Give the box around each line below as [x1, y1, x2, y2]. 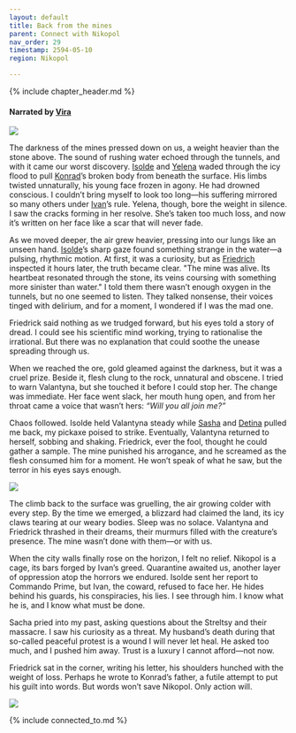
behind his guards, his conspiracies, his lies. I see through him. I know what [9, 591, 285, 601]
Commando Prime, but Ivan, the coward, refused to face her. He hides [9, 581, 264, 592]
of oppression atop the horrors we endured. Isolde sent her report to [9, 572, 259, 583]
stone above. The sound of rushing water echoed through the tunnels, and [9, 152, 281, 163]
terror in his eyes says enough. [9, 465, 122, 476]
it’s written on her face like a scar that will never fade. [9, 218, 203, 228]
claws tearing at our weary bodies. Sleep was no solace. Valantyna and [9, 517, 269, 528]
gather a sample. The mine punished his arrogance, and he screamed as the [9, 446, 287, 456]
